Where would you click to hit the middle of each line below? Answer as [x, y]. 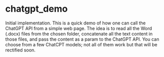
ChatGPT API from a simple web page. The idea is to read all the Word [79, 28]
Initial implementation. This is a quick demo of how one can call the [75, 23]
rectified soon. [20, 50]
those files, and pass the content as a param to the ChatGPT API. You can [82, 39]
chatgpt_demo [37, 9]
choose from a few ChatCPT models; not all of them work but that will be [81, 44]
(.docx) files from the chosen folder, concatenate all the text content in [79, 34]
